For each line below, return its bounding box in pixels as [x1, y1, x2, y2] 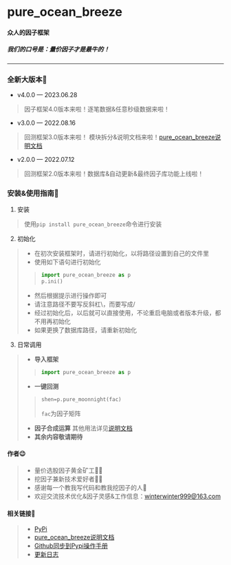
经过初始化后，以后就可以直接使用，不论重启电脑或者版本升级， [34, 309, 215, 317]
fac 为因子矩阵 [41, 409, 81, 418]
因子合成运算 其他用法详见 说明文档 [34, 424, 133, 432]
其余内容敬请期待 [34, 432, 83, 441]
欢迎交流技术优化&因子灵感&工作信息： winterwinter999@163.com [34, 492, 221, 500]
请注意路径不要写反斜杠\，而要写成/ [34, 300, 135, 309]
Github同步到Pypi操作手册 [34, 542, 108, 550]
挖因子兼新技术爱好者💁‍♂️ [34, 475, 103, 483]
